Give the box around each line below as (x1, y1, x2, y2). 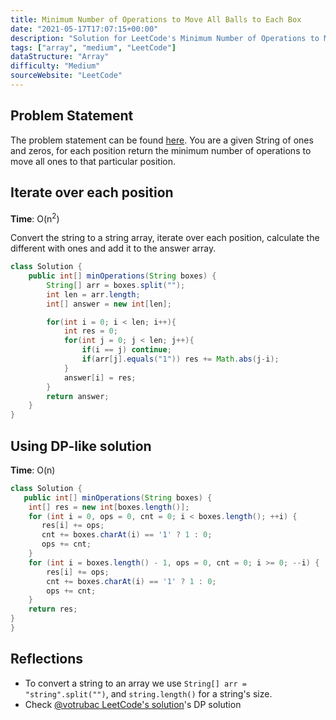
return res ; (28, 604, 78, 615)
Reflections (10, 651, 84, 668)
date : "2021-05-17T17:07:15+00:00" (10, 24, 159, 34)
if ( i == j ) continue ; (81, 345, 172, 355)
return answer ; (46, 391, 110, 401)
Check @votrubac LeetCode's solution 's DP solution (24, 698, 242, 710)
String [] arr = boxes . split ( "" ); (46, 280, 186, 290)
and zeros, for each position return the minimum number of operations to (10, 144, 312, 156)
